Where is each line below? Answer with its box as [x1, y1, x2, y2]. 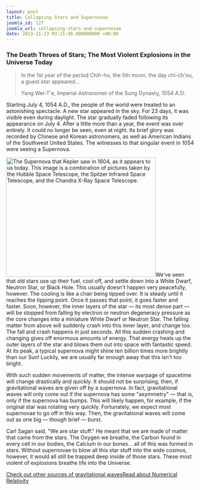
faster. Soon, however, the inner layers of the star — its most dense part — [6, 303, 190, 310]
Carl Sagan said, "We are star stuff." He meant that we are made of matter [6, 428, 188, 435]
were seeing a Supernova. [6, 146, 70, 153]
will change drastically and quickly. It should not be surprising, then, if [6, 378, 179, 385]
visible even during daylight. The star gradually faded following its [6, 114, 168, 121]
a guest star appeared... [20, 78, 80, 85]
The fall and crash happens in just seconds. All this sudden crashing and [6, 328, 185, 335]
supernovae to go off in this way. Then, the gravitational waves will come [6, 410, 186, 417]
